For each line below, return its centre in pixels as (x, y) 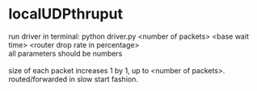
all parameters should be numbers (65, 53)
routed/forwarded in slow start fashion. (74, 79)
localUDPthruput (66, 14)
